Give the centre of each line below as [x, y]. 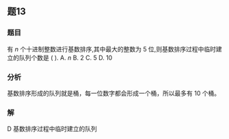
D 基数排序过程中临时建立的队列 [52, 129]
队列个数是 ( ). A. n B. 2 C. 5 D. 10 [66, 58]
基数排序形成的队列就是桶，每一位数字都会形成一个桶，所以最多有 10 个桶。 [114, 93]
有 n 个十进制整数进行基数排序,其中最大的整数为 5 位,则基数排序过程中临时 [112, 49]
